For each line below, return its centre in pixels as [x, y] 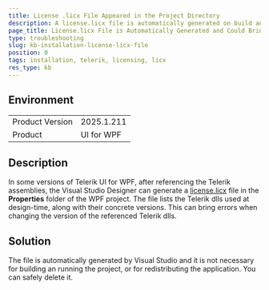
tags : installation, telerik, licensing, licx [87, 61]
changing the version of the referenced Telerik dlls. [93, 216]
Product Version [43, 121]
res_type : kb [30, 68]
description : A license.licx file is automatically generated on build [130, 23]
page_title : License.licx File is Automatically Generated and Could [127, 30]
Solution [30, 241]
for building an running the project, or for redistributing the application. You [132, 269]
